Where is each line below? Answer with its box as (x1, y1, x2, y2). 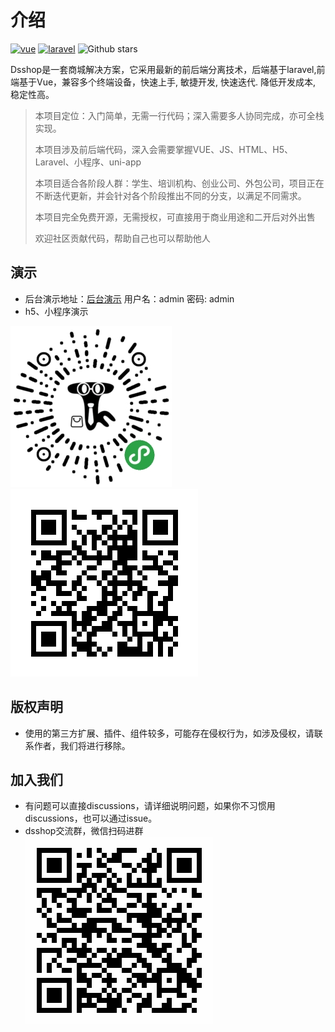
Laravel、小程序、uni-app (34, 156, 142, 168)
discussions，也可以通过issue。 (24, 812, 158, 825)
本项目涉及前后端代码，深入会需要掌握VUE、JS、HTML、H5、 (34, 143, 293, 155)
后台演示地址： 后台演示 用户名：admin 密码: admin (24, 292, 235, 305)
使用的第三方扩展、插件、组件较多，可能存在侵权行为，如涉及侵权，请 (24, 727, 315, 739)
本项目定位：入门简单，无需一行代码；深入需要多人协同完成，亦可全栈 (34, 109, 325, 121)
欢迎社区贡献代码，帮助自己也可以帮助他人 (34, 232, 211, 244)
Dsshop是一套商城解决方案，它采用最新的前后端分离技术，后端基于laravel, (10, 63, 317, 75)
